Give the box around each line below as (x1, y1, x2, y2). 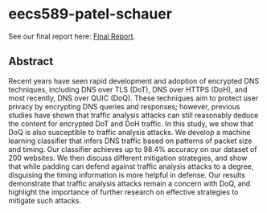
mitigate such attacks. (8, 195, 82, 205)
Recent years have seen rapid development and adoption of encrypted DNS (8, 76, 260, 85)
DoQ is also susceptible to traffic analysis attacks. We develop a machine (8, 127, 251, 137)
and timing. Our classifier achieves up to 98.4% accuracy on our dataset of (8, 144, 257, 154)
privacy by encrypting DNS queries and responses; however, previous (8, 101, 240, 111)
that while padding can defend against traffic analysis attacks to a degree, (8, 162, 254, 171)
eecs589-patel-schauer (8, 5, 173, 23)
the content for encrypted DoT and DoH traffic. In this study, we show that (8, 118, 254, 129)
